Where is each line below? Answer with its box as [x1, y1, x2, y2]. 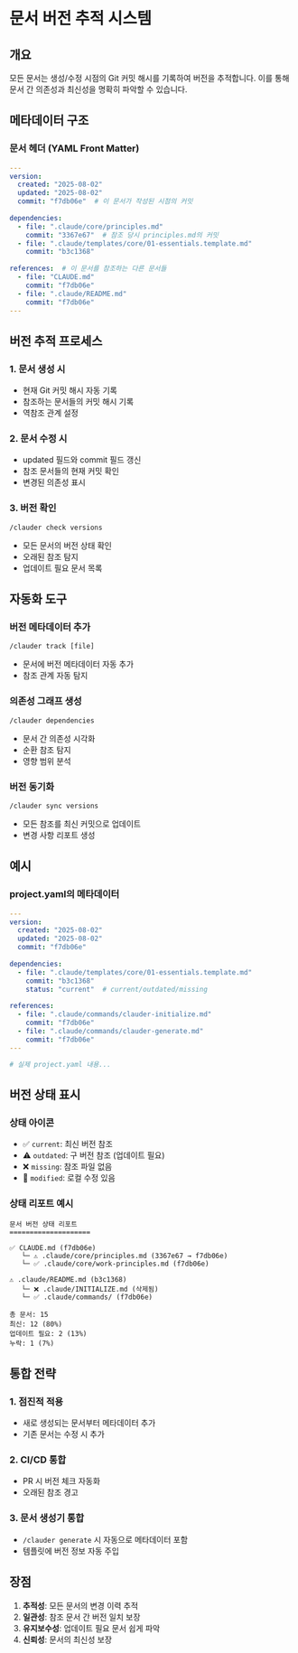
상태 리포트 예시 [9, 1198, 74, 1210]
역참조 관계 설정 [22, 407, 79, 418]
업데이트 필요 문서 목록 [22, 562, 103, 574]
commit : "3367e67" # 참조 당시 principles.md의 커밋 [25, 230, 219, 239]
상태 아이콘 [9, 1116, 55, 1129]
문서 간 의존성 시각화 [22, 733, 96, 743]
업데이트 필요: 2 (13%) [9, 1330, 88, 1339]
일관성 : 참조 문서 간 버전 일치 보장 [22, 1611, 141, 1622]
